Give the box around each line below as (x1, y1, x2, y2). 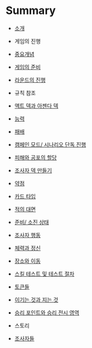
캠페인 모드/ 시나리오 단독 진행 (14, 141, 87, 148)
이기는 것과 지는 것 (14, 296, 59, 303)
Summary (5, 4, 56, 18)
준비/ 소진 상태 (14, 218, 49, 226)
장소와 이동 (14, 257, 41, 265)
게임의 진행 (14, 37, 41, 44)
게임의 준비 (14, 63, 41, 71)
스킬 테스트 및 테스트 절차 (14, 270, 75, 277)
